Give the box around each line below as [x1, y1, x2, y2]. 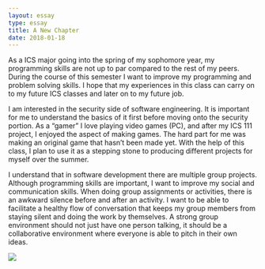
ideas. [8, 237, 28, 247]
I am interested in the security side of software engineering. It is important [8, 104, 250, 114]
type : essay [8, 19, 47, 27]
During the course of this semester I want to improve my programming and [8, 72, 252, 81]
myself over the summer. [8, 155, 89, 165]
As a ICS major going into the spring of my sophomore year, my [8, 55, 215, 65]
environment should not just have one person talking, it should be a [8, 221, 228, 230]
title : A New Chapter [8, 26, 80, 34]
